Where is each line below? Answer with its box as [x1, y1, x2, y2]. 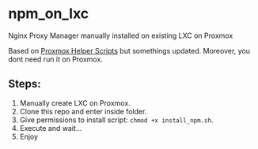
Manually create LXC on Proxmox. [19, 98, 131, 107]
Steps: [8, 77, 41, 91]
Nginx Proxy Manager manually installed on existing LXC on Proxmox [8, 31, 233, 40]
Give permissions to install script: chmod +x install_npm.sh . [19, 115, 214, 125]
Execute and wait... [19, 123, 82, 132]
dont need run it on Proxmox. [8, 54, 103, 64]
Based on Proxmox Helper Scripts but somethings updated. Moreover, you [8, 46, 251, 55]
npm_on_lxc [8, 5, 89, 23]
